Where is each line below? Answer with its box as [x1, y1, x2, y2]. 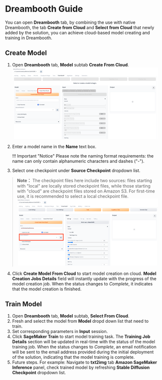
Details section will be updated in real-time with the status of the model [12, 338, 155, 345]
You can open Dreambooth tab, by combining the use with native [5, 19, 136, 25]
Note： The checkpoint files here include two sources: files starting [16, 177, 152, 183]
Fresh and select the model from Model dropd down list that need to [12, 318, 149, 324]
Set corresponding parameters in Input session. [12, 328, 108, 334]
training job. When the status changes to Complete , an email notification [12, 344, 157, 349]
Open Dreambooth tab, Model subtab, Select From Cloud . [12, 313, 130, 318]
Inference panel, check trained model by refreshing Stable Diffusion [12, 364, 150, 370]
